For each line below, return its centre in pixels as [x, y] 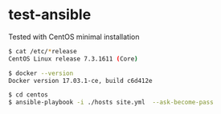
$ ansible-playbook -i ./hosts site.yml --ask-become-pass [111, 102]
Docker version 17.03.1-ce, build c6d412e [80, 81]
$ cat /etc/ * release [43, 51]
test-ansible [50, 15]
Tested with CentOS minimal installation [74, 37]
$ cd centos [28, 95]
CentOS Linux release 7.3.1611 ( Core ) [73, 59]
